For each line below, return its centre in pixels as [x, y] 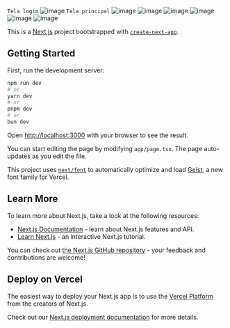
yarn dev [20, 96]
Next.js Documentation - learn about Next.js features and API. [106, 229]
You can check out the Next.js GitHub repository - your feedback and [107, 250]
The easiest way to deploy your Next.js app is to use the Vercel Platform [110, 296]
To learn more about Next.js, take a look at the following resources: [103, 215]
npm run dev [24, 83]
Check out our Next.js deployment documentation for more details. [103, 317]
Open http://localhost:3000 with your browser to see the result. [98, 135]
